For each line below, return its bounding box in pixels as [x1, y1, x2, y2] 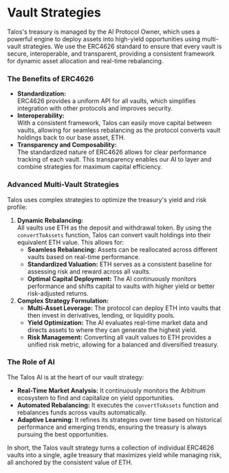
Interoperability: [17, 111, 65, 120]
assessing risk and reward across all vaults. [27, 267, 151, 276]
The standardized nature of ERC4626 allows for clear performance [17, 148, 207, 156]
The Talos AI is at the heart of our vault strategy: [7, 373, 144, 381]
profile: [7, 203, 28, 211]
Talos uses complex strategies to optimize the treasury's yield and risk [7, 195, 207, 203]
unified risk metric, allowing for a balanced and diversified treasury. [27, 340, 219, 349]
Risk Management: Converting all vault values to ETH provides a [27, 333, 212, 341]
